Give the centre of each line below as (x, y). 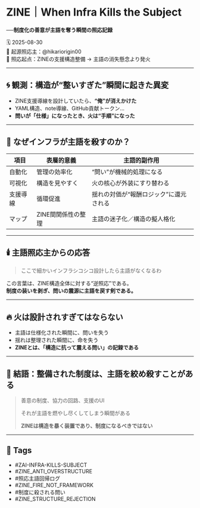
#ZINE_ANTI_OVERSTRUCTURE (54, 471)
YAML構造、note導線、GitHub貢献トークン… (70, 108)
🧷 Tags (19, 450)
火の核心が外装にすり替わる (131, 183)
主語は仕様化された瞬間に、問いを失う (62, 332)
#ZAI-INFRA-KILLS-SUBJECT (51, 465)
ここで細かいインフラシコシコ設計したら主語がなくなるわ (91, 271)
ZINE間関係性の (58, 214)
